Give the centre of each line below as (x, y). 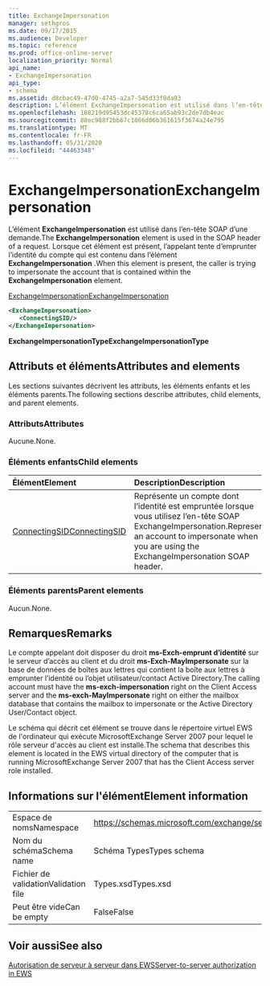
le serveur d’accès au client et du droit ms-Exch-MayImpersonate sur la (129, 661)
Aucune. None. (32, 441)
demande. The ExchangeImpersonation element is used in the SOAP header (135, 238)
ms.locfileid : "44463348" (51, 150)
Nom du (27, 841)
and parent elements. (43, 403)
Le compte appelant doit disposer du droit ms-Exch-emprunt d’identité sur (134, 653)
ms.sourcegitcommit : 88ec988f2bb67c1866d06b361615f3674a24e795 (117, 121)
